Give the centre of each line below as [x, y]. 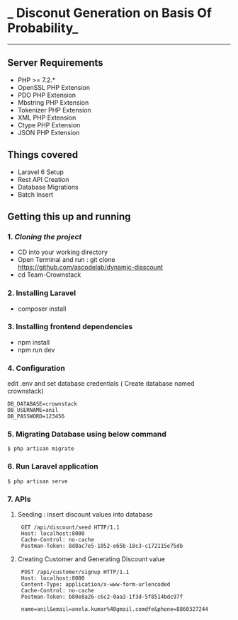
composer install [42, 309]
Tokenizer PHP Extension [55, 110]
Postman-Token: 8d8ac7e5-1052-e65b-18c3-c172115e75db [102, 546]
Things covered [43, 155]
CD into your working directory [63, 252]
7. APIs [19, 499]
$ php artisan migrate [41, 449]
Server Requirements [56, 63]
